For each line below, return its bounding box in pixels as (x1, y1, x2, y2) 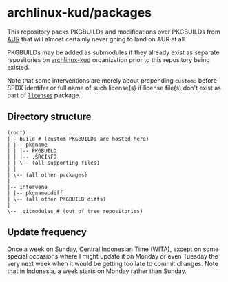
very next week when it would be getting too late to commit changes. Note (7, 259, 218, 268)
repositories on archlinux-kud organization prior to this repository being (7, 55, 210, 63)
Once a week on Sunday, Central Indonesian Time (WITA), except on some (7, 245, 219, 253)
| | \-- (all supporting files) (7, 159, 100, 166)
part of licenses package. (7, 91, 81, 99)
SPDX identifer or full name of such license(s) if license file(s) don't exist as (7, 83, 222, 92)
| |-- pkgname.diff (7, 190, 63, 197)
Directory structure (7, 111, 92, 123)
